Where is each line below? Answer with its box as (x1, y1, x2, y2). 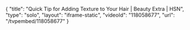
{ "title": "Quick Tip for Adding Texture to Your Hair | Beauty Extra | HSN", (5, 6, 185, 12)
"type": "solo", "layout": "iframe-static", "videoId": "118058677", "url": (5, 12, 175, 18)
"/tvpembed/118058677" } (5, 18, 69, 24)
